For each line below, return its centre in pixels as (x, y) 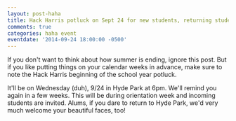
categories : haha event (42, 33)
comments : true (29, 27)
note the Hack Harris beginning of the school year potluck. (92, 75)
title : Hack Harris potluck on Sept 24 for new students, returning (110, 20)
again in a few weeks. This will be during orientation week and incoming (111, 96)
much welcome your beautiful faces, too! (67, 111)
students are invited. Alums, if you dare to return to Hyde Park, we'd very (113, 103)
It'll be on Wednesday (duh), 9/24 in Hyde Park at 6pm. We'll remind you (112, 88)
